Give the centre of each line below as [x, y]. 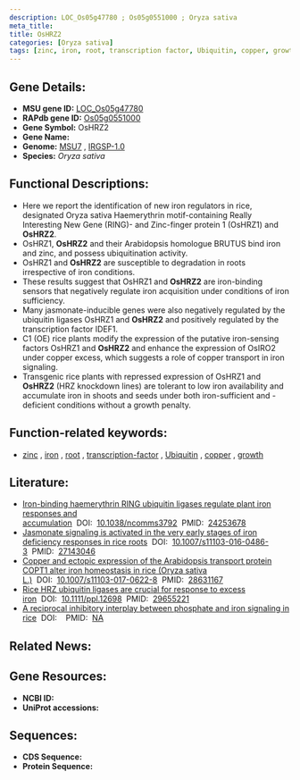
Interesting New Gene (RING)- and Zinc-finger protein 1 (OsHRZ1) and [150, 224]
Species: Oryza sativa [63, 155]
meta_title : [31, 26]
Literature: [39, 482]
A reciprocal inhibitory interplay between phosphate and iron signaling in [156, 608]
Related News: [50, 646]
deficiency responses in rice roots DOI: [95, 542]
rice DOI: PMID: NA [63, 618]
